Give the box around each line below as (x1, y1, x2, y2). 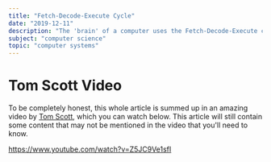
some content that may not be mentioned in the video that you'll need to (8, 120, 248, 130)
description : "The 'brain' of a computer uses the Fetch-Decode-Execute (8, 27, 258, 35)
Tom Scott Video (8, 77, 123, 95)
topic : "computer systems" (8, 42, 99, 50)
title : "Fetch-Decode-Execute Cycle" (8, 11, 135, 20)
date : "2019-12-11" (8, 19, 74, 27)
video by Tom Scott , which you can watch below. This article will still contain (8, 112, 263, 122)
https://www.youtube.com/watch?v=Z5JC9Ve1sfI (8, 144, 172, 154)
